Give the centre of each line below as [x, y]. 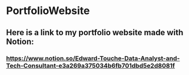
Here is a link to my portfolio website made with [95, 33]
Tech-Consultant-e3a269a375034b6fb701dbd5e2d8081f [91, 66]
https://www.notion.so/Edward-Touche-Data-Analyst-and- [93, 58]
